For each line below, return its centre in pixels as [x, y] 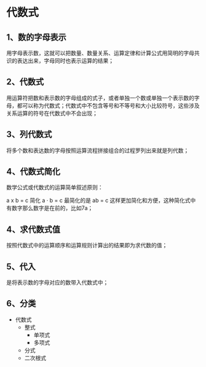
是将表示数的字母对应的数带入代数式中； [57, 282]
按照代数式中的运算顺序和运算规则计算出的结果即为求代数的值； [87, 245]
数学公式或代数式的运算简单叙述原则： [55, 187]
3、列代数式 [29, 135]
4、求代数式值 [33, 229]
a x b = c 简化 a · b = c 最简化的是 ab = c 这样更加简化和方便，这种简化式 [98, 201]
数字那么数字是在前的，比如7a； [52, 208]
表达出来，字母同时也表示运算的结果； [65, 61]
